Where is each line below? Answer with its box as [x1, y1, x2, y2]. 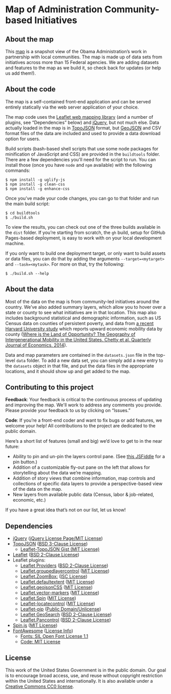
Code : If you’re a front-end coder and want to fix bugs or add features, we [5, 417, 162, 423]
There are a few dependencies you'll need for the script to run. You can [5, 156, 156, 162]
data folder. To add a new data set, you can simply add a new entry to [16, 357, 163, 363]
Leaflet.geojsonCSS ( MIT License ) [20, 584, 93, 591]
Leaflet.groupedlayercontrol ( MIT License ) [20, 568, 110, 574]
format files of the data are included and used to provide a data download [5, 130, 161, 136]
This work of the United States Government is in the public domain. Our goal [5, 667, 166, 674]
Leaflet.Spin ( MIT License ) [20, 595, 76, 601]
